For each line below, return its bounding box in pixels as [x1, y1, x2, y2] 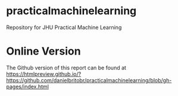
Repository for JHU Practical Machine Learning [6, 24, 122, 31]
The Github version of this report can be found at [6, 64, 127, 71]
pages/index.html [6, 83, 49, 90]
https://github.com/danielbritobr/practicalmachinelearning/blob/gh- [6, 76, 172, 84]
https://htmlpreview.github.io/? [6, 70, 82, 78]
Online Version [6, 44, 82, 58]
